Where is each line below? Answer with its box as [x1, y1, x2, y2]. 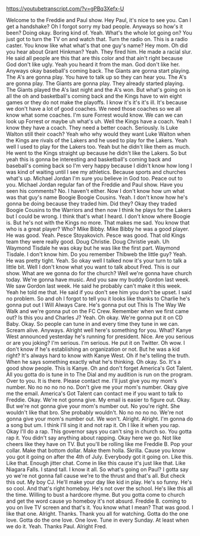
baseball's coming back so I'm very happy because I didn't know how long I [6, 162, 192, 169]
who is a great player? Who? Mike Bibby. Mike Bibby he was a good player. [6, 226, 189, 232]
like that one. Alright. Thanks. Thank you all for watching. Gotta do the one [6, 510, 189, 517]
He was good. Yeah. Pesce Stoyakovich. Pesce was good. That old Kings [6, 232, 186, 239]
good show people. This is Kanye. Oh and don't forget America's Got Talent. [6, 364, 193, 372]
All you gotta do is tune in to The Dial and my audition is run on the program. [6, 371, 193, 378]
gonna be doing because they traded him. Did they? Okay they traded [6, 200, 177, 207]
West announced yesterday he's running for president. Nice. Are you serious [6, 333, 194, 340]
